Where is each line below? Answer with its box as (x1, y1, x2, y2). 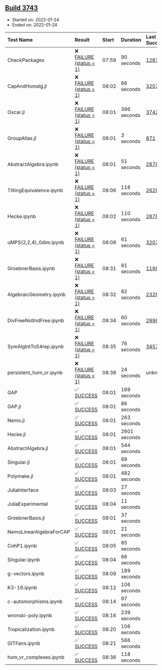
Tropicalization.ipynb (7, 626, 55, 633)
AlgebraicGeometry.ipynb (7, 291, 66, 297)
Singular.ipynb (7, 556, 40, 563)
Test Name (7, 36, 33, 43)
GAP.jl (7, 403, 21, 410)
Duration (121, 36, 141, 43)
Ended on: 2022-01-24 (12, 22, 58, 28)
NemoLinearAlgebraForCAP (7, 528, 70, 535)
